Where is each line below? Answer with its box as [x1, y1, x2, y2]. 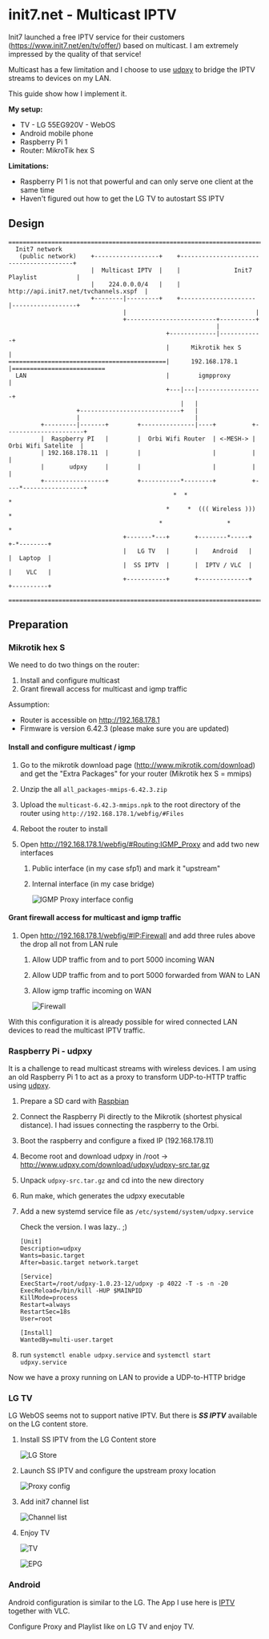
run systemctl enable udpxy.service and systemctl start [19, 1350, 211, 1360]
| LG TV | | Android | [122, 547, 252, 555]
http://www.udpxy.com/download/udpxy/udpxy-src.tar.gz [19, 1160, 210, 1170]
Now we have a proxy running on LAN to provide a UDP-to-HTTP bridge [8, 1373, 246, 1382]
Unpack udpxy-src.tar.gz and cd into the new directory [19, 1175, 204, 1185]
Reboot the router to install [19, 824, 108, 834]
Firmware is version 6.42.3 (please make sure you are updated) [19, 724, 230, 733]
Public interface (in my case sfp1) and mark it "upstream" [31, 863, 221, 873]
